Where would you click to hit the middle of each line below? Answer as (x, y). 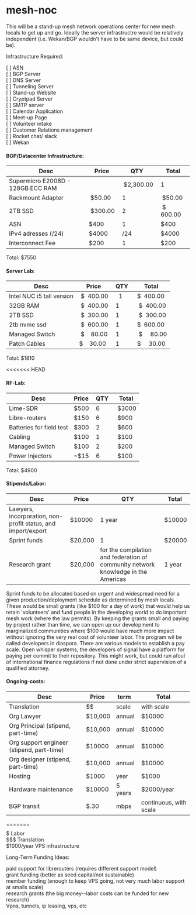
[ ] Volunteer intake (29, 123)
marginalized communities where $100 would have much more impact (90, 631)
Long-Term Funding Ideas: (38, 857)
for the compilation (126, 549)
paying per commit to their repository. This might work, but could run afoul (96, 655)
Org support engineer (38, 742)
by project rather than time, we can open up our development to (83, 624)
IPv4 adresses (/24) (36, 233)
